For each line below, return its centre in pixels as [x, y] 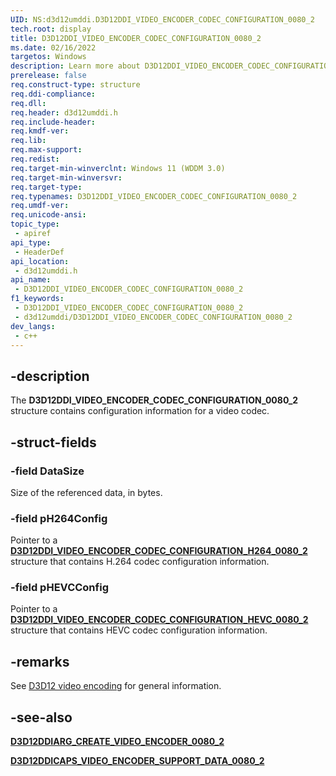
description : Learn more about [75, 66]
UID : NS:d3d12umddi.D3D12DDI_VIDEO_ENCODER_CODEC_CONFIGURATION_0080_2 [162, 19]
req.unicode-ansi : [48, 215]
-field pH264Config [59, 518]
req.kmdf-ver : [40, 131]
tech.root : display [51, 29]
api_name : [31, 280]
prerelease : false [48, 76]
